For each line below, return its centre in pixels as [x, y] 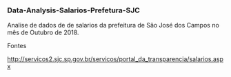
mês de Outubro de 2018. [43, 32]
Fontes [17, 46]
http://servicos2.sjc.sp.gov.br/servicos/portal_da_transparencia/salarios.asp [115, 59]
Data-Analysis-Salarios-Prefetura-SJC [73, 10]
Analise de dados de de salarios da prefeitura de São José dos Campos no [113, 25]
